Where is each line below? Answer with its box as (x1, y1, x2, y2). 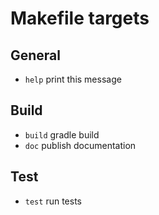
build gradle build (24, 128, 100, 141)
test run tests (24, 195, 82, 207)
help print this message (24, 73, 122, 85)
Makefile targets (10, 7, 150, 30)
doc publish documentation (24, 139, 137, 151)
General (10, 47, 62, 64)
